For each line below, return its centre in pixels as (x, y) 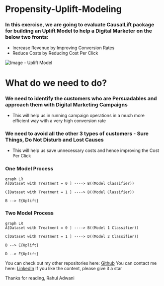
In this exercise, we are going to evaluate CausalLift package (80, 25)
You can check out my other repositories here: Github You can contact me (81, 263)
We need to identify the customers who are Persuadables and (81, 98)
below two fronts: (27, 37)
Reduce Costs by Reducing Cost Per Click (55, 53)
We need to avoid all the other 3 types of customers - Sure (77, 134)
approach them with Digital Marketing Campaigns (66, 104)
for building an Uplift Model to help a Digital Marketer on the (79, 31)
